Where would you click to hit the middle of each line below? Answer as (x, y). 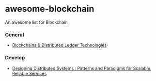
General (15, 35)
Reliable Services (29, 73)
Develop (15, 58)
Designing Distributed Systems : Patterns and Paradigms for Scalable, (82, 68)
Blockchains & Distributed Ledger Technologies (59, 45)
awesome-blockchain (50, 9)
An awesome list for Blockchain (36, 22)
